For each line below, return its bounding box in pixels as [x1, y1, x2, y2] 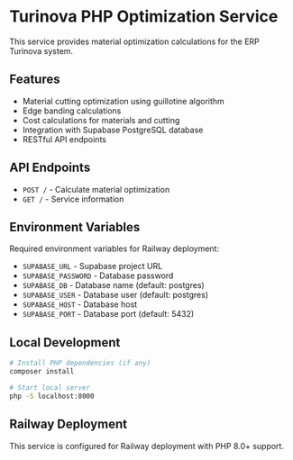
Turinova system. [9, 45, 74, 56]
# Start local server [9, 383, 91, 392]
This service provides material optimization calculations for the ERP [9, 36, 260, 47]
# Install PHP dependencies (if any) [9, 358, 151, 368]
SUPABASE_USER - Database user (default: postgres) [22, 290, 209, 301]
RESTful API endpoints [22, 133, 106, 145]
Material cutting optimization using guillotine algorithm [22, 95, 225, 106]
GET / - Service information [22, 194, 124, 204]
